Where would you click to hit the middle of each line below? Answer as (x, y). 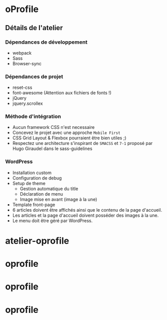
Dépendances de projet (34, 76)
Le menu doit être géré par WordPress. (52, 220)
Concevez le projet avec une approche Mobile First (66, 133)
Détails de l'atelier (34, 28)
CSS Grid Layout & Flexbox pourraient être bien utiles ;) (69, 138)
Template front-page (34, 205)
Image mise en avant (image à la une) (58, 199)
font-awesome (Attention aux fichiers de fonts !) (62, 93)
